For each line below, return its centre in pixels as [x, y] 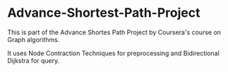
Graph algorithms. [34, 39]
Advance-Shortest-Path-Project [104, 13]
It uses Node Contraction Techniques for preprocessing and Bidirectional [114, 53]
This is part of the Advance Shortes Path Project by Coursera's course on [114, 32]
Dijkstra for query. [34, 60]
